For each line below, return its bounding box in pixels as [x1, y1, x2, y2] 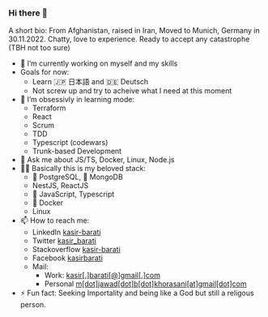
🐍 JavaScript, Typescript [32, 190, 115, 199]
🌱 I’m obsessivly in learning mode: [19, 95, 135, 105]
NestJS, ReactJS [32, 181, 89, 191]
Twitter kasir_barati [32, 236, 97, 246]
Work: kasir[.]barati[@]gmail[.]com [44, 271, 160, 281]
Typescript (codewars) [32, 138, 108, 148]
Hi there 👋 [8, 7, 49, 19]
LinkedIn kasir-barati [32, 227, 101, 238]
